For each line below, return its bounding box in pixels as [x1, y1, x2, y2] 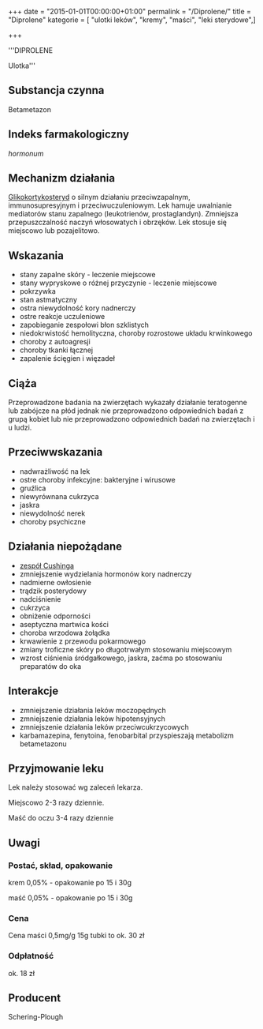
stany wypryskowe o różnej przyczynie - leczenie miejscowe [19, 278, 217, 287]
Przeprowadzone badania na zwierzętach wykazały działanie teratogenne [8, 398, 248, 407]
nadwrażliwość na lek [19, 466, 91, 476]
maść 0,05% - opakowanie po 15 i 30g [8, 893, 133, 903]
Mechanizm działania [8, 171, 116, 185]
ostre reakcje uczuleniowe [19, 312, 106, 321]
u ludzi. [8, 422, 32, 433]
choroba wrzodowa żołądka [19, 628, 110, 637]
